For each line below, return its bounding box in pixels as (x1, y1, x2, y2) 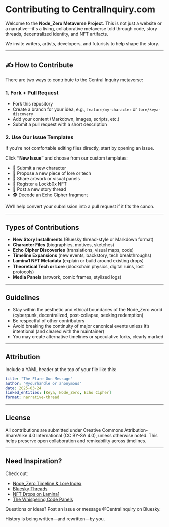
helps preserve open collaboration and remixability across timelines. (5, 438, 147, 444)
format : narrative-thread (5, 395, 59, 400)
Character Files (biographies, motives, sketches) (12, 242, 115, 248)
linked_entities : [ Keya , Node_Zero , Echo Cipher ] (5, 390, 112, 395)
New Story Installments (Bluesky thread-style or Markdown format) (12, 236, 154, 243)
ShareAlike (5, 432, 28, 438)
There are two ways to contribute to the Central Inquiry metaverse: (5, 77, 143, 83)
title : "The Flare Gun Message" (5, 376, 73, 381)
